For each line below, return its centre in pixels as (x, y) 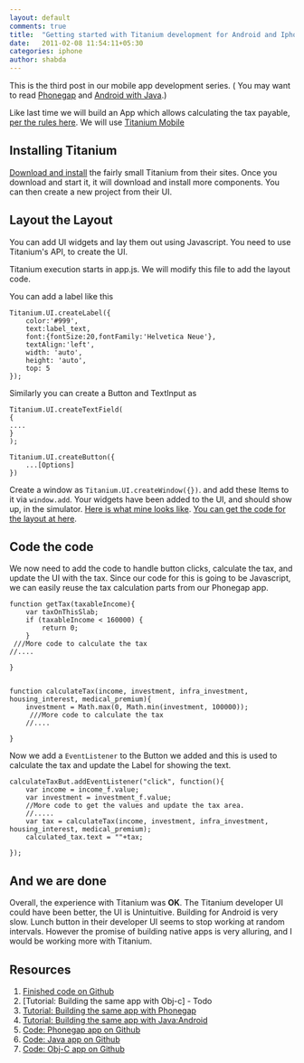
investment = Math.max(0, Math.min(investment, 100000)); (137, 707)
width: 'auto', (54, 352)
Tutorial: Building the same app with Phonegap (109, 1011)
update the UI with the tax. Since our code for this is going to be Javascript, (150, 578)
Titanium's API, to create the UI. (69, 252)
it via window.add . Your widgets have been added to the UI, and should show (151, 499)
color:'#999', (52, 321)
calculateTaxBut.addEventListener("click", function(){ (117, 782)
